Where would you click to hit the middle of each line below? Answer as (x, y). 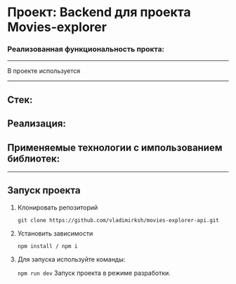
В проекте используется (44, 71)
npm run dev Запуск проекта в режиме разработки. (94, 273)
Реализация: (37, 124)
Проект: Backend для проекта (99, 12)
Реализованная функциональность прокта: (86, 49)
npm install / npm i (47, 246)
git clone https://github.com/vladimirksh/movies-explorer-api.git (118, 220)
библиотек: (34, 159)
